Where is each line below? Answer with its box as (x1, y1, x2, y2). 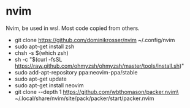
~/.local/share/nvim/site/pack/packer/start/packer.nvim (14, 95, 154, 102)
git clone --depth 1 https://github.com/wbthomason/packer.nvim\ (14, 88, 179, 95)
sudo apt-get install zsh (14, 43, 75, 50)
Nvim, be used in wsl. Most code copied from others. (6, 24, 140, 32)
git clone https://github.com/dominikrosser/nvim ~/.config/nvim (14, 36, 175, 43)
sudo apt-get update (14, 75, 67, 82)
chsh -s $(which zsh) (14, 49, 69, 56)
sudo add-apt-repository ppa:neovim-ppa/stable (14, 68, 138, 76)
